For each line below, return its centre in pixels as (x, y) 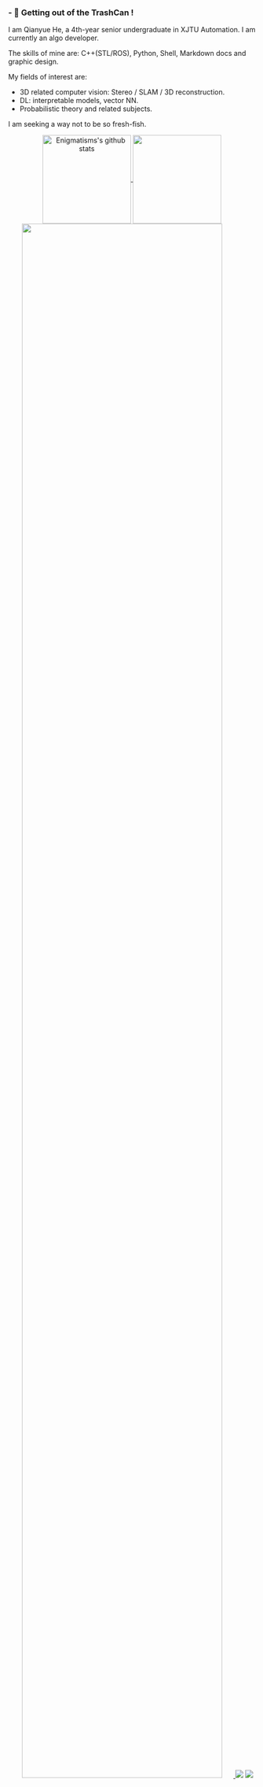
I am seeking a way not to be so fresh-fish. (77, 124)
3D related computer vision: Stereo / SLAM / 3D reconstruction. (122, 92)
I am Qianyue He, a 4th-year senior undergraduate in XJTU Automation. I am (132, 30)
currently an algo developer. (54, 38)
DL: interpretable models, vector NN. (79, 101)
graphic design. (33, 61)
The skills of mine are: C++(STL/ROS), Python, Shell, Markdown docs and (127, 54)
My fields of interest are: (48, 77)
